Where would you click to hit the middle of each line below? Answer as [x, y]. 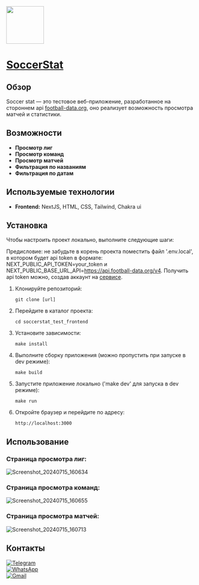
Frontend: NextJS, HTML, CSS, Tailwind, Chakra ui [78, 206]
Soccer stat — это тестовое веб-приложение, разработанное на [89, 101]
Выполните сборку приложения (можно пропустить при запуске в [100, 355]
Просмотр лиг [34, 147]
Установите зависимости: [48, 333]
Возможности [34, 133]
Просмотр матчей [39, 160]
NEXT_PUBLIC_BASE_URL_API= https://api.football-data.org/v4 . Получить [97, 271]
